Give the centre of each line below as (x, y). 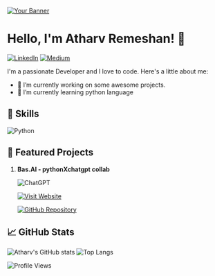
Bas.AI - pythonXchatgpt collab (64, 169)
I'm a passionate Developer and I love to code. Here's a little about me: (108, 71)
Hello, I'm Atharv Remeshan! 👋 (96, 39)
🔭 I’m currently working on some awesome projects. (91, 85)
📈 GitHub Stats (41, 232)
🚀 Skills (23, 114)
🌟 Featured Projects (50, 153)
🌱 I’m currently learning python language (75, 92)
